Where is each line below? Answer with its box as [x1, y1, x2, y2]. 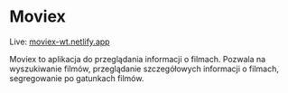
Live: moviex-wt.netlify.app [9, 36, 110, 47]
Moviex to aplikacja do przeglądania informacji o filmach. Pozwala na [9, 53, 266, 64]
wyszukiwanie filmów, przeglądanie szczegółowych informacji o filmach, [9, 63, 280, 74]
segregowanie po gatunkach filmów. [9, 72, 144, 83]
